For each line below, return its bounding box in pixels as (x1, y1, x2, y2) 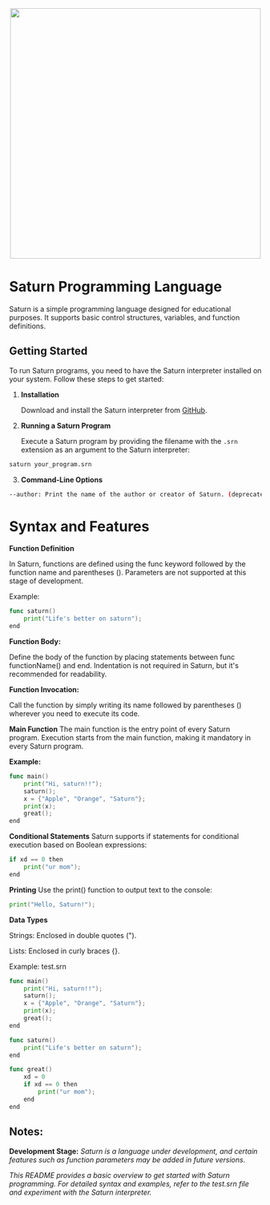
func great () (9, 1066, 53, 1074)
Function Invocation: (9, 685, 79, 695)
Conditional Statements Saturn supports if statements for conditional (9, 832, 240, 841)
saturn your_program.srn (9, 460, 92, 468)
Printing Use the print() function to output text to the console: (9, 885, 213, 894)
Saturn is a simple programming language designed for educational (9, 304, 232, 313)
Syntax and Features (9, 517, 150, 535)
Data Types (9, 915, 48, 925)
